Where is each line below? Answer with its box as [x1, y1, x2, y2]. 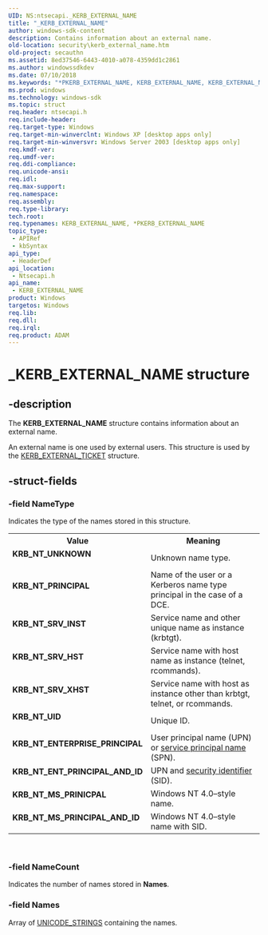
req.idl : [8, 175, 37, 184]
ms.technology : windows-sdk [8, 93, 102, 101]
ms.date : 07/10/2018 [8, 71, 77, 79]
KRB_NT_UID [12, 710, 61, 722]
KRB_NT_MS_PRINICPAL [12, 789, 107, 800]
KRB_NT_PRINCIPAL [12, 580, 90, 591]
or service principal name [150, 742, 246, 753]
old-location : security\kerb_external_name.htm [8, 42, 170, 50]
